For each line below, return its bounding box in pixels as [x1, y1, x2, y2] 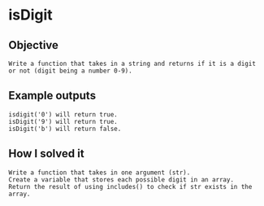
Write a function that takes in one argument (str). [8, 169, 191, 177]
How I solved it [8, 147, 84, 160]
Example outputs [8, 89, 96, 103]
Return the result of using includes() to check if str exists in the [8, 182, 253, 191]
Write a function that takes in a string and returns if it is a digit [8, 59, 256, 68]
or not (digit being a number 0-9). [8, 67, 132, 75]
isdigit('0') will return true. [8, 110, 118, 119]
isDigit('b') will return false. [8, 125, 122, 133]
